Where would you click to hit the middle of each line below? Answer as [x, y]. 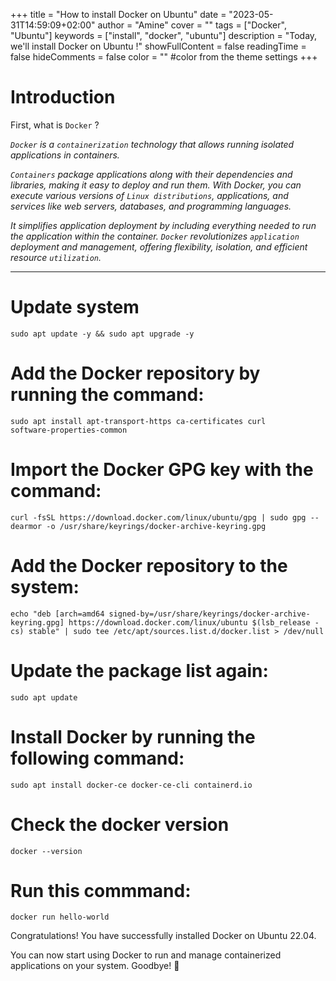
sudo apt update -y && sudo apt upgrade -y [102, 334]
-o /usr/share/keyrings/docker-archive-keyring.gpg [156, 526]
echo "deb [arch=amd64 [57, 614]
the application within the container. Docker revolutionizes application [155, 236]
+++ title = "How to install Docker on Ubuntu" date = [118, 14]
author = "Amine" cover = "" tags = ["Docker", [192, 25]
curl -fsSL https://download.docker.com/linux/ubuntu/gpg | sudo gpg [158, 517]
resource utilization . [56, 257]
